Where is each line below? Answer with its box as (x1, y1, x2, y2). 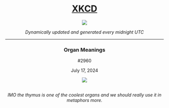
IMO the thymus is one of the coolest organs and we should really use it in (7, 92, 162, 98)
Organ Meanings (63, 46, 106, 53)
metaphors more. (66, 97, 103, 103)
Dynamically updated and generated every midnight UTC (25, 29, 144, 35)
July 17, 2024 (70, 67, 99, 73)
